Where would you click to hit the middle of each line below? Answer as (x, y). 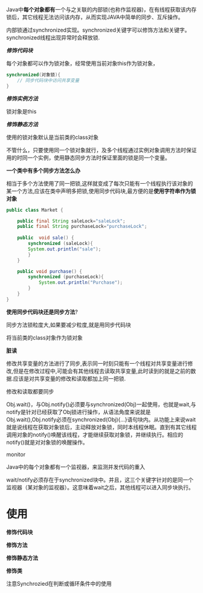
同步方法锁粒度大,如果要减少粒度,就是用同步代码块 (69, 324)
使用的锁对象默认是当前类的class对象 (53, 137)
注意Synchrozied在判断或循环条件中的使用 (59, 583)
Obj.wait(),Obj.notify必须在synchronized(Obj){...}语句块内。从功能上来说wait (101, 419)
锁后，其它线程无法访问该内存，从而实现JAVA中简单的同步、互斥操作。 (95, 17)
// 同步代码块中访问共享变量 (48, 80)
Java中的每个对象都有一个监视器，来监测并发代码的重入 (76, 467)
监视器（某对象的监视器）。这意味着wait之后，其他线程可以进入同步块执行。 (100, 487)
